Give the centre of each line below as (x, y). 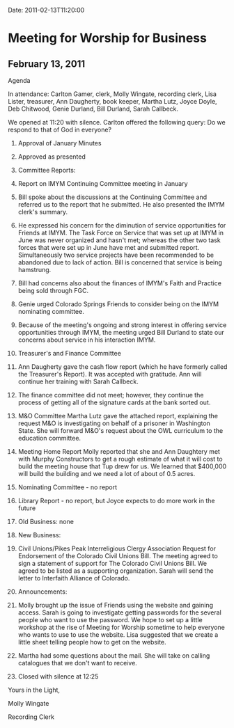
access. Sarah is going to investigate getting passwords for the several (119, 612)
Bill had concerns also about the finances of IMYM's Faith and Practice (120, 283)
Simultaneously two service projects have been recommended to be (116, 255)
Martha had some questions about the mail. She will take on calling (114, 656)
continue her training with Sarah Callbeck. (78, 381)
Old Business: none (46, 522)
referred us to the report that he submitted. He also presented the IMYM (121, 204)
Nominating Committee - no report (68, 487)
